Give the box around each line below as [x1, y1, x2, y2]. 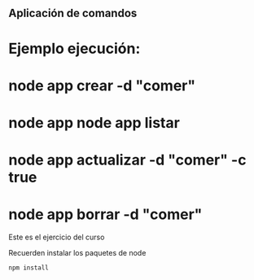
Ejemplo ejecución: [8, 39, 141, 58]
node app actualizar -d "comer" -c [8, 151, 247, 169]
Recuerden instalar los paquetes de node [8, 248, 147, 258]
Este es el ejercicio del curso [8, 232, 105, 243]
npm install [8, 264, 49, 272]
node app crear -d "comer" [8, 77, 196, 94]
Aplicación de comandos [8, 7, 138, 20]
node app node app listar [8, 113, 181, 132]
